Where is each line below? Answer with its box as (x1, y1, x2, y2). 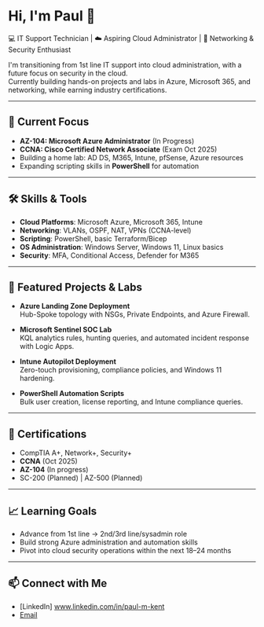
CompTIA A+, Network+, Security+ (19, 448, 132, 458)
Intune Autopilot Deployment (19, 357, 116, 366)
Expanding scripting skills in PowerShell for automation (19, 161, 200, 170)
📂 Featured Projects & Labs (8, 280, 143, 294)
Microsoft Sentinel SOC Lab (19, 325, 112, 335)
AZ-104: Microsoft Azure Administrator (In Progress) (19, 136, 195, 145)
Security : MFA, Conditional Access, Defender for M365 (19, 251, 200, 260)
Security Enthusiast (8, 45, 71, 54)
